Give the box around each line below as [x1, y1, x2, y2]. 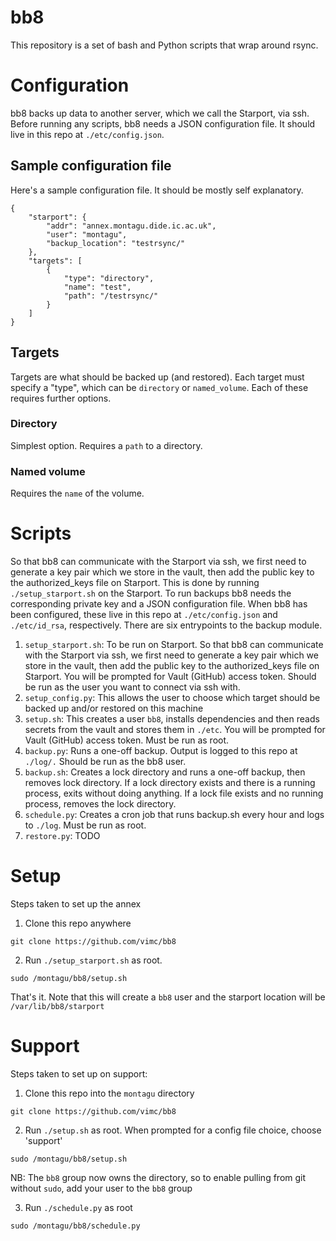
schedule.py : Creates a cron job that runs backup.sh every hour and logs [24, 809, 325, 821]
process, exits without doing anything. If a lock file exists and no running [24, 787, 324, 800]
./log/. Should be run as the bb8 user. [24, 756, 187, 768]
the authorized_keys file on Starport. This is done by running [10, 577, 260, 589]
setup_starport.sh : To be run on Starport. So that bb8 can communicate [24, 639, 324, 651]
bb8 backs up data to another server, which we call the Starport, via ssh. [10, 107, 310, 119]
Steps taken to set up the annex [10, 897, 142, 910]
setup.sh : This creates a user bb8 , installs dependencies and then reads [24, 713, 320, 725]
